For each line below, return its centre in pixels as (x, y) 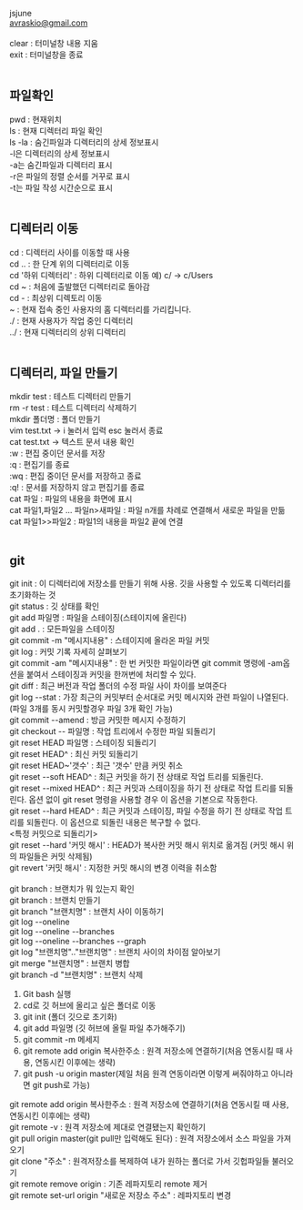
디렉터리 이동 (44, 229)
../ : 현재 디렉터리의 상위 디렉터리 (68, 332)
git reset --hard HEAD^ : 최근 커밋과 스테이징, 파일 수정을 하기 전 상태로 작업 (146, 811)
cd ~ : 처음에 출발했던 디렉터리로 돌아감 (80, 287)
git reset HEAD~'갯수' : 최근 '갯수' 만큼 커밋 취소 (96, 766)
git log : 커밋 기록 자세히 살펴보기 (68, 652)
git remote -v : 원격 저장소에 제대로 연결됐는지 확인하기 (108, 1127)
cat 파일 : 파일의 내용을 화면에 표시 (71, 499)
